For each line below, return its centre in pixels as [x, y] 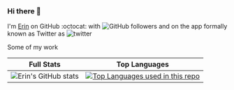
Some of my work [32, 47]
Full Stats [45, 64]
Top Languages [142, 64]
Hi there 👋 [24, 11]
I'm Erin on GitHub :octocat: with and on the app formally [117, 27]
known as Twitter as [36, 33]
